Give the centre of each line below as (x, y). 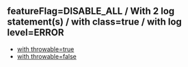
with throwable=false (46, 56)
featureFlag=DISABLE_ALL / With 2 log (91, 11)
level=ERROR (36, 32)
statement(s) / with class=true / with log (95, 22)
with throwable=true (45, 49)
